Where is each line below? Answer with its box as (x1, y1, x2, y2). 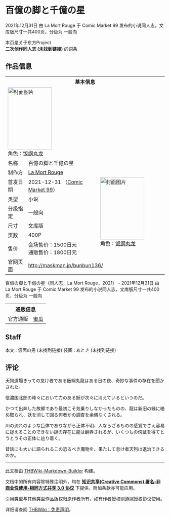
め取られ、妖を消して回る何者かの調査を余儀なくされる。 (5, 412, 125, 418)
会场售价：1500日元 (28, 241, 77, 248)
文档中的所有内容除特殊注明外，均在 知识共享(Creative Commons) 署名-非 (5, 478, 161, 485)
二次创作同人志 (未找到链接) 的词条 (5, 46, 77, 52)
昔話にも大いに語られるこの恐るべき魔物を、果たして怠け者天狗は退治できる (5, 446, 165, 452)
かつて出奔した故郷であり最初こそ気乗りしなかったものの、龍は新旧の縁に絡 (5, 405, 165, 412)
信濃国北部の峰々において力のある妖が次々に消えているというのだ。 (5, 395, 147, 401)
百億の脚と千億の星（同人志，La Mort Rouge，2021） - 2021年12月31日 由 (5, 280, 160, 286)
